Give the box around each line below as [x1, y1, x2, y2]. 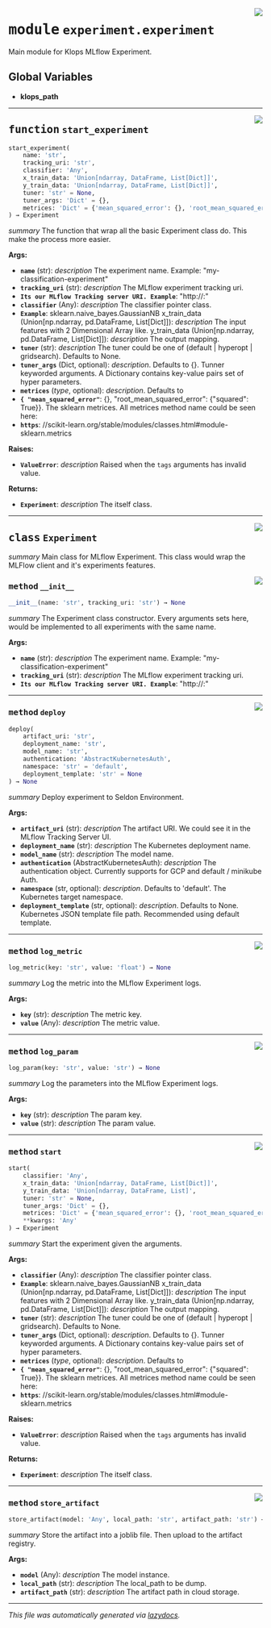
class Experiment [8, 531, 98, 544]
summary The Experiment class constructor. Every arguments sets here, [8, 614, 249, 623]
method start [8, 1146, 62, 1157]
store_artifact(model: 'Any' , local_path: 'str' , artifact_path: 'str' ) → [8, 1516, 265, 1524]
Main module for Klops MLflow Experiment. [8, 47, 152, 56]
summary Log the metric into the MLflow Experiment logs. [8, 978, 202, 988]
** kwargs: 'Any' [23, 1217, 78, 1225]
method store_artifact [8, 1498, 100, 1509]
